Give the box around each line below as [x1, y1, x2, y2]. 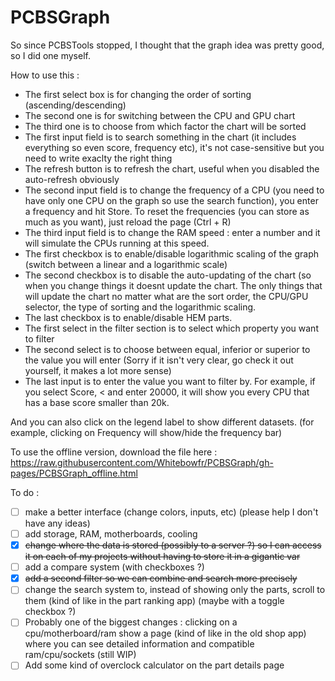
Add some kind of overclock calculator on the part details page [24, 659, 285, 671]
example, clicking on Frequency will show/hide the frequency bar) [10, 426, 283, 438]
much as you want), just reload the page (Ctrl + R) [24, 216, 232, 228]
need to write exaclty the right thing [24, 152, 173, 164]
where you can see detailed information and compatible [24, 638, 255, 650]
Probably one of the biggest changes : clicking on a [24, 616, 238, 628]
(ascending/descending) [24, 99, 127, 111]
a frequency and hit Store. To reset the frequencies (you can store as [24, 205, 310, 217]
